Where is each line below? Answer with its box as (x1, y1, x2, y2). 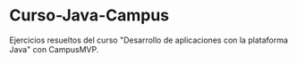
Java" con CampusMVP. (9, 43, 99, 54)
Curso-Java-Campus (9, 5, 170, 26)
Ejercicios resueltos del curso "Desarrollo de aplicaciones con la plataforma (9, 35, 289, 45)
